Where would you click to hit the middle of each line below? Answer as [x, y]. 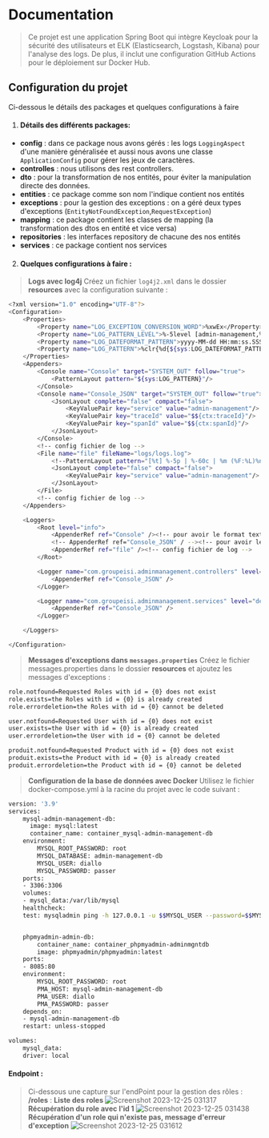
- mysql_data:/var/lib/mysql [71, 901]
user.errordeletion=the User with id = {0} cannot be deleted [114, 736]
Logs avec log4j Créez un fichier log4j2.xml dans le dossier [127, 281]
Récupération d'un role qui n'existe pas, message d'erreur [126, 1117]
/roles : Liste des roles [66, 1100]
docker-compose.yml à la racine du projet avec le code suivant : [134, 789]
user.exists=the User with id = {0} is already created [103, 729]
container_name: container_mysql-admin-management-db [121, 834]
